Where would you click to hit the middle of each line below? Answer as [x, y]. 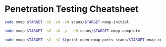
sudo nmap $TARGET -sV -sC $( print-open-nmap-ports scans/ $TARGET [75, 40]
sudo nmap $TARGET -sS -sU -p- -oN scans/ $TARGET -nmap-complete [72, 31]
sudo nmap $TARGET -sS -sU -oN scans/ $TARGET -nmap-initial [67, 22]
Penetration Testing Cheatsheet [72, 9]
